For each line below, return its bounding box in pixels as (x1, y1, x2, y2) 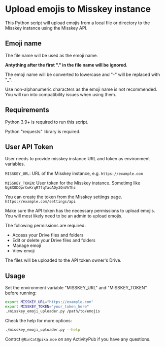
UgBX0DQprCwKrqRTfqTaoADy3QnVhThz (5, 185, 76, 190)
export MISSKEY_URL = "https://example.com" (5, 300, 94, 305)
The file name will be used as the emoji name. (5, 52, 98, 58)
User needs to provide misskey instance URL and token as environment (5, 156, 150, 162)
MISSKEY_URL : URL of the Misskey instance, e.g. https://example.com (5, 171, 143, 176)
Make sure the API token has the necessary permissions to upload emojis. (5, 208, 155, 214)
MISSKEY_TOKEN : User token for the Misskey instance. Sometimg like (5, 180, 140, 186)
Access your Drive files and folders (12, 232, 84, 238)
